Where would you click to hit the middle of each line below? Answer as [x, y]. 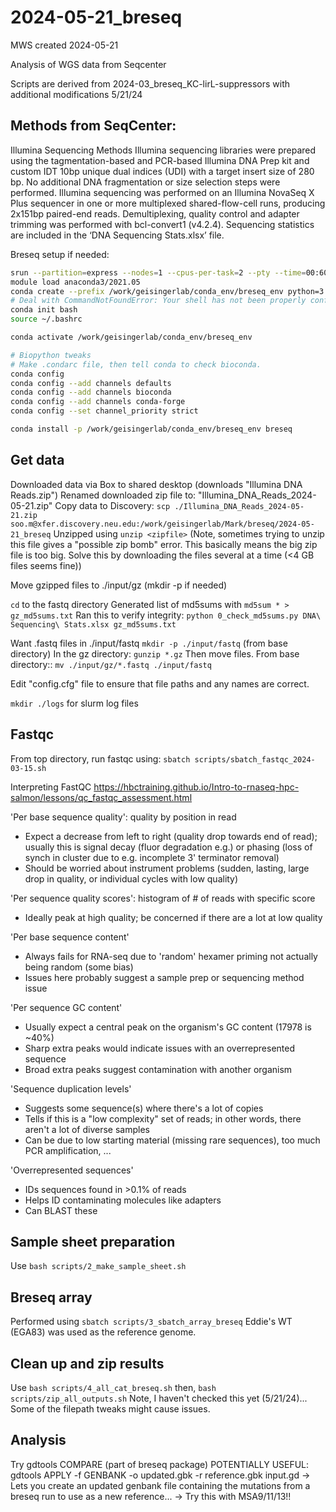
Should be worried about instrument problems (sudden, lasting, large [167, 868]
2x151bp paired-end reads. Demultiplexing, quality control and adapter [155, 213]
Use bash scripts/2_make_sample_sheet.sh [98, 1266]
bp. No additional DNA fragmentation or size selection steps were [145, 182]
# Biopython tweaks [51, 355]
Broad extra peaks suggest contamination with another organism [158, 1069]
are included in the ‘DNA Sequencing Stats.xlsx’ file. [117, 235]
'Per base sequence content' [70, 937]
